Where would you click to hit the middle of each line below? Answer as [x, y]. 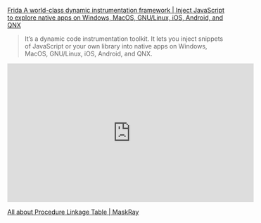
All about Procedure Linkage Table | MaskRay [73, 212]
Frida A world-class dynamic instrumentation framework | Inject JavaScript [116, 10]
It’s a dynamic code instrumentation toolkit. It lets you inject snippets [124, 39]
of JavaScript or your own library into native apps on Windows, [116, 46]
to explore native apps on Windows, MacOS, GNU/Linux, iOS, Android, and [115, 18]
